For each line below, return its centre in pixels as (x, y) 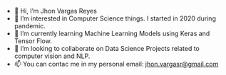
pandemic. (30, 26)
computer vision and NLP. (52, 56)
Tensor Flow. (33, 41)
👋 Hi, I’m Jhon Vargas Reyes (56, 11)
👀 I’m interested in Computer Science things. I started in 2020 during (115, 18)
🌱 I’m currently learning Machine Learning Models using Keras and (112, 33)
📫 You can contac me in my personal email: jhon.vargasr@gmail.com (116, 64)
